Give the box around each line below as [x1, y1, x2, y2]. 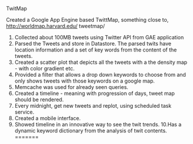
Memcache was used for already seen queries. [14, 84, 128, 90]
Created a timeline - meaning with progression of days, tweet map [14, 90, 175, 97]
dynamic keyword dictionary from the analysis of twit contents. [14, 127, 167, 134]
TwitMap [6, 5, 28, 12]
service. [14, 108, 35, 115]
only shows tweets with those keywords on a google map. [14, 77, 155, 84]
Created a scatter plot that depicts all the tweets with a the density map [14, 59, 188, 66]
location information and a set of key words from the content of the [14, 46, 177, 53]
